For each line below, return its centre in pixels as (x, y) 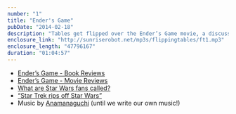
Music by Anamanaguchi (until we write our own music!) (99, 103)
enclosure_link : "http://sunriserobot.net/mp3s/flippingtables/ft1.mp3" (116, 40)
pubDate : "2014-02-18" (40, 27)
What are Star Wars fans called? (64, 88)
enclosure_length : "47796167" (52, 46)
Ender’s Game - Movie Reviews (63, 80)
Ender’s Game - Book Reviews (61, 73)
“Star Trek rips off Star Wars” (60, 95)
